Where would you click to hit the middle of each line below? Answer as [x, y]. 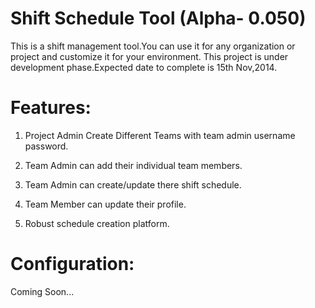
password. [46, 146]
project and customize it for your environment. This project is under [149, 56]
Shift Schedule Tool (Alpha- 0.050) [158, 18]
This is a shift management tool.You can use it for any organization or [153, 46]
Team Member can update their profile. [105, 204]
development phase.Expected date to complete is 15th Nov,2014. [144, 67]
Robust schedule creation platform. [97, 223]
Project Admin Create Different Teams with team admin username [160, 135]
